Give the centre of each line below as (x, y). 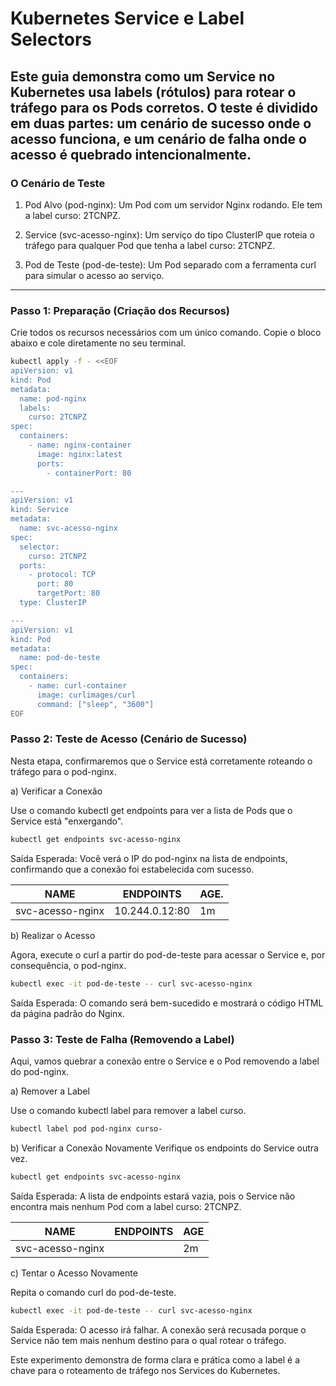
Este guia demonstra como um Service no (143, 76)
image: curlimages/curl (86, 695)
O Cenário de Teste (58, 183)
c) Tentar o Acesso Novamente (74, 1273)
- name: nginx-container (80, 445)
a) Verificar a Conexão (56, 791)
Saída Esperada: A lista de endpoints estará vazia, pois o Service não (153, 1196)
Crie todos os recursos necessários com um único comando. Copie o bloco (166, 333)
